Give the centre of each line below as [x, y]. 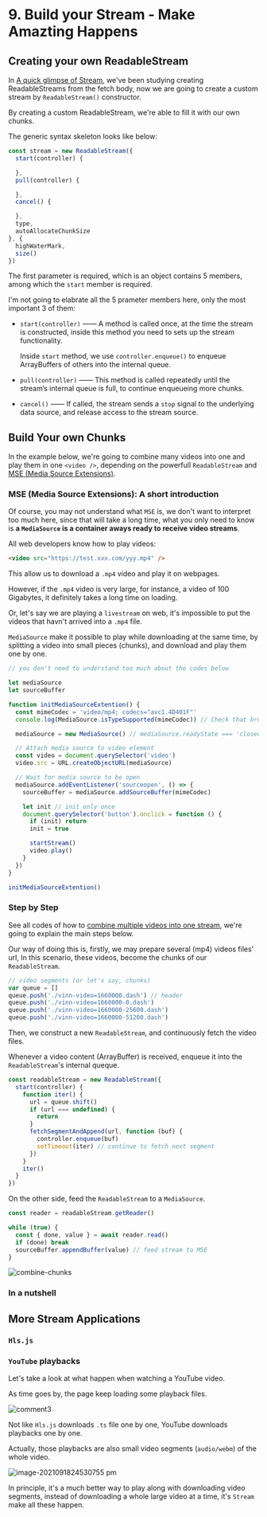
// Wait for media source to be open [78, 778]
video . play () [51, 851]
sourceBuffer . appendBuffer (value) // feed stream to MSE [112, 1250]
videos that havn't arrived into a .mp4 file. [75, 621]
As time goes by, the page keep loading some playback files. [108, 1394]
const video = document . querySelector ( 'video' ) [96, 756]
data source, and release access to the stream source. [109, 413]
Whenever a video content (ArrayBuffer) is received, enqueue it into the [125, 1056]
